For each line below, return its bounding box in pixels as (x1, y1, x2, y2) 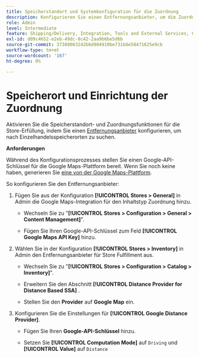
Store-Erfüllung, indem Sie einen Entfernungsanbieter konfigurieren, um (6, 127, 182, 134)
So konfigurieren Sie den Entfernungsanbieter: (6, 180, 120, 188)
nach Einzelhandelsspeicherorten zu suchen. (6, 134, 116, 141)
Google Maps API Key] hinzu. (23, 234, 97, 241)
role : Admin (6, 20, 36, 25)
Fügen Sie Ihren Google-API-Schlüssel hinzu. (23, 328, 136, 335)
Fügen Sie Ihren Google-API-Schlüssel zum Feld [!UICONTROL (23, 227, 178, 234)
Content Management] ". (23, 216, 85, 223)
